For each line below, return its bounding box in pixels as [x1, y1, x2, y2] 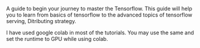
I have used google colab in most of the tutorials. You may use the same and [6, 29, 194, 36]
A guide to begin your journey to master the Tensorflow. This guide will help [6, 5, 192, 12]
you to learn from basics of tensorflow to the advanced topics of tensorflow [6, 11, 193, 18]
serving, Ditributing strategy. [6, 18, 76, 24]
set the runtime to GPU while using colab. [6, 36, 109, 42]
